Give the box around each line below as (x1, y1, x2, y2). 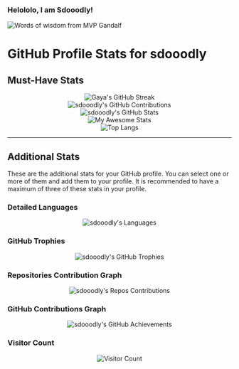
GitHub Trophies (7, 236, 65, 246)
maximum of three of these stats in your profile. (7, 185, 147, 193)
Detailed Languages (7, 203, 78, 213)
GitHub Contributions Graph (7, 304, 107, 314)
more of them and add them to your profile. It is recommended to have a (7, 177, 219, 186)
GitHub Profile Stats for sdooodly (7, 46, 207, 62)
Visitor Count (7, 338, 55, 348)
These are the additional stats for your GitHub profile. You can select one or (7, 169, 229, 178)
